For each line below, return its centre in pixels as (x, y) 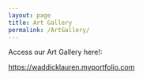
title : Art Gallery (40, 23)
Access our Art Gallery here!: (55, 52)
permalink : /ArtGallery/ (49, 30)
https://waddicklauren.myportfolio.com (71, 67)
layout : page (30, 15)
